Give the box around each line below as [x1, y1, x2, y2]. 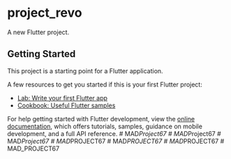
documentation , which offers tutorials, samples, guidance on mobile [7, 122, 202, 130]
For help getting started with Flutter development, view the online [7, 114, 195, 123]
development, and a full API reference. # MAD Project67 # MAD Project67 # [7, 129, 221, 137]
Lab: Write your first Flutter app [17, 93, 108, 102]
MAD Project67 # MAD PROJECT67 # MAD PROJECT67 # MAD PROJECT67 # [7, 137, 225, 145]
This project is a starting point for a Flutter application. [7, 66, 163, 75]
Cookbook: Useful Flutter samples [17, 101, 116, 109]
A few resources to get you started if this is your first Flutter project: [7, 80, 202, 89]
